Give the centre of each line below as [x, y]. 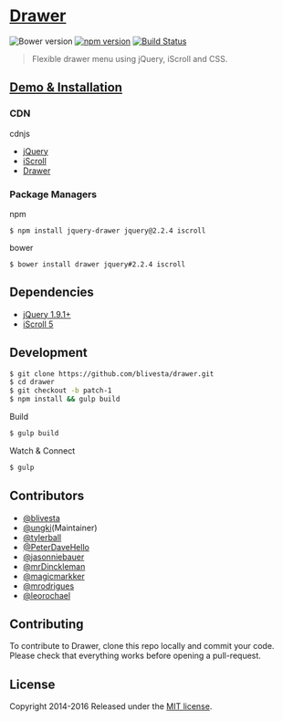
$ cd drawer [32, 382]
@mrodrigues [48, 586]
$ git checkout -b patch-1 [61, 391]
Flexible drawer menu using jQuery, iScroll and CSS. [130, 58]
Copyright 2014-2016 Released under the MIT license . [111, 706]
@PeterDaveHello [56, 547]
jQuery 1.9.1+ [47, 314]
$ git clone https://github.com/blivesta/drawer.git [112, 374]
